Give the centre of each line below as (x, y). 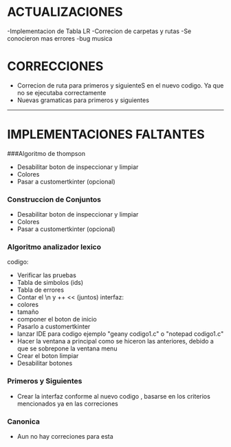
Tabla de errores (40, 290)
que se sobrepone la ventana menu (67, 348)
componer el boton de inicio (57, 319)
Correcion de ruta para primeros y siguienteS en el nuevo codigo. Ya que (120, 85)
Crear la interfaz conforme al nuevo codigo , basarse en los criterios (114, 396)
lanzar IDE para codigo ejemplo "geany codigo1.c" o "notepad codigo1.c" (120, 334)
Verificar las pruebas (47, 275)
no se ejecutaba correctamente (62, 92)
